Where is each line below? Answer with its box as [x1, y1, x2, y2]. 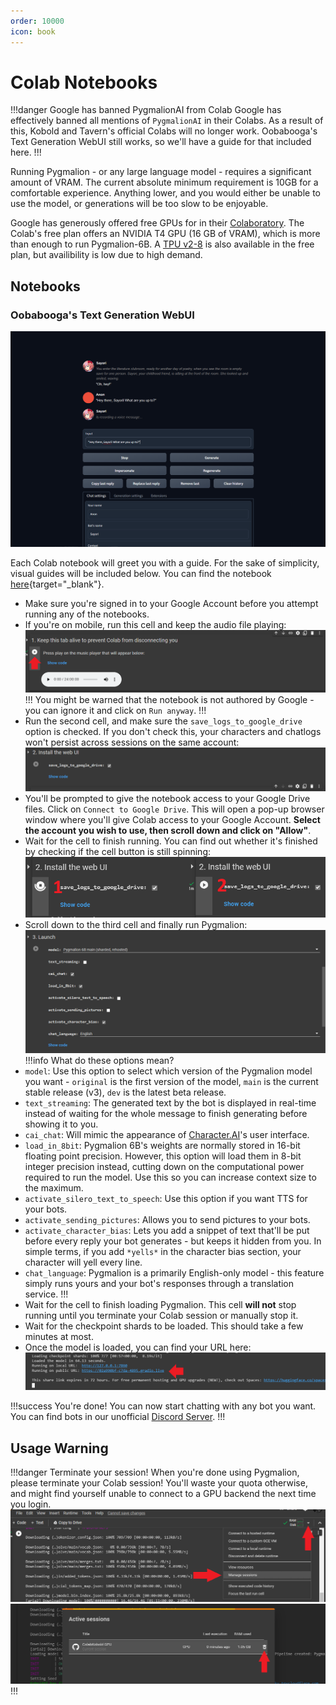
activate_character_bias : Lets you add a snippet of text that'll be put [24, 1225, 310, 1237]
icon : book [10, 26, 56, 37]
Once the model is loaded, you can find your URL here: [24, 1341, 252, 1354]
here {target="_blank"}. [10, 578, 105, 590]
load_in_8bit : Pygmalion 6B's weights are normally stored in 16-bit [24, 1140, 301, 1152]
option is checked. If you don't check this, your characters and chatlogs [24, 726, 322, 738]
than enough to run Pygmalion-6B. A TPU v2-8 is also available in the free [10, 238, 315, 250]
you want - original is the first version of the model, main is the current [24, 1076, 319, 1088]
